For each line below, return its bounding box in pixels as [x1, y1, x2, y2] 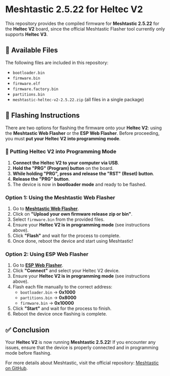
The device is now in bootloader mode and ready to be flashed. [12, 181, 147, 187]
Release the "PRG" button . [12, 176, 70, 182]
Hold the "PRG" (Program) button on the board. [12, 165, 114, 171]
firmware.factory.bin [12, 86, 58, 92]
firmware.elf [12, 81, 41, 86]
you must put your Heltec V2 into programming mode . [5, 135, 121, 141]
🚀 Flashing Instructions [5, 111, 80, 120]
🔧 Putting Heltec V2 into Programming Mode [5, 148, 117, 155]
